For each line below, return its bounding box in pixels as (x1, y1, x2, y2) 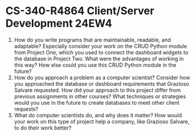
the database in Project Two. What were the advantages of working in (14, 55, 184, 62)
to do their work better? (14, 124, 72, 131)
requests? (14, 105, 39, 112)
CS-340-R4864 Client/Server (5, 4, 155, 18)
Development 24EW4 (5, 17, 113, 30)
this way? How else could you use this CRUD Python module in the (14, 61, 177, 69)
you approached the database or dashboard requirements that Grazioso (14, 80, 190, 87)
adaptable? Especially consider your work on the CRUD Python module (14, 43, 187, 50)
